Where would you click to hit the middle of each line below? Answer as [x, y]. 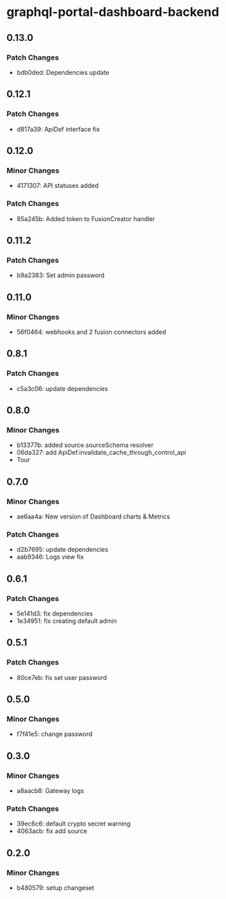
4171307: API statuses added [58, 186]
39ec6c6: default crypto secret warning [73, 824]
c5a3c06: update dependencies [62, 388]
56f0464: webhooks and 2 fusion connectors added [91, 332]
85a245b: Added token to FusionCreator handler [86, 218]
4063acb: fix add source [52, 831]
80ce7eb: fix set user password [62, 677]
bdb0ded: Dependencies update [63, 72]
